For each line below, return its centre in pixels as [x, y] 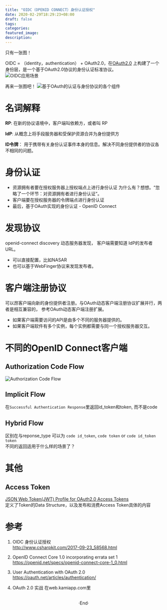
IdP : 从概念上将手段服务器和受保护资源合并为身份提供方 [62, 133]
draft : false [19, 19]
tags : [11, 24]
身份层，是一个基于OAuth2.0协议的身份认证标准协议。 [61, 69]
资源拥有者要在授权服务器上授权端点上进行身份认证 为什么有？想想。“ [84, 187]
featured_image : [22, 33]
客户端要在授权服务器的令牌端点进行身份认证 [58, 200]
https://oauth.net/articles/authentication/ [54, 578]
